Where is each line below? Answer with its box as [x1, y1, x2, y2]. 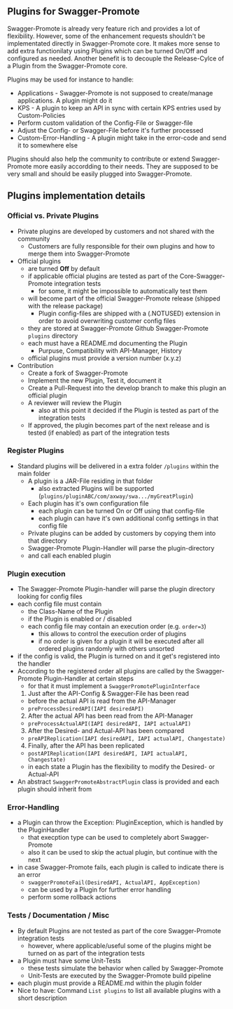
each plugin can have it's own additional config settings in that [38, 514, 219, 522]
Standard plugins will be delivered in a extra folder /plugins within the [17, 461, 219, 470]
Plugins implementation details [7, 190, 146, 202]
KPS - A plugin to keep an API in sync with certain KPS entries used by [17, 103, 222, 112]
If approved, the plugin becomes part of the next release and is [27, 421, 210, 429]
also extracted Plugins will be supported [38, 484, 155, 492]
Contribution [17, 361, 54, 369]
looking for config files [17, 593, 83, 601]
